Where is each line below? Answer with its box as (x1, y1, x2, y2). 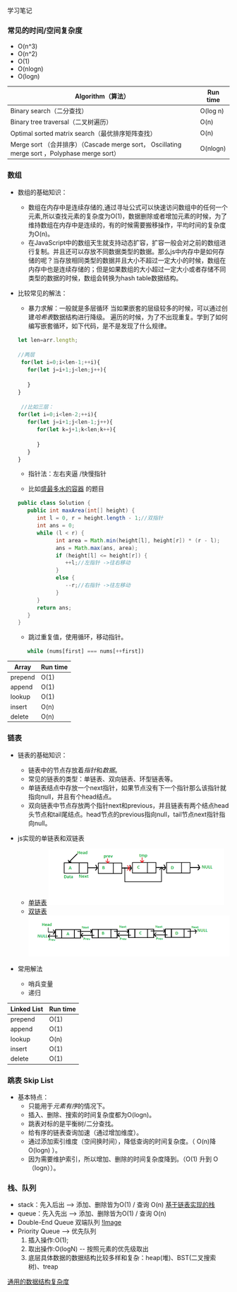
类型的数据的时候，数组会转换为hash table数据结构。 (28, 273, 182, 282)
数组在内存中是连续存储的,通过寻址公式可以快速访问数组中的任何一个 (28, 202, 228, 211)
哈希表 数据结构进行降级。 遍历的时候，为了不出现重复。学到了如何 (34, 312, 228, 321)
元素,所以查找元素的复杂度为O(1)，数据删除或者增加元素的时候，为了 (28, 212, 228, 220)
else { (55, 574, 75, 582)
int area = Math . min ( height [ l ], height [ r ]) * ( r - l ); (55, 537, 221, 544)
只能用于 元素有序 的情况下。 (28, 1102, 109, 1110)
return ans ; (36, 604, 72, 611)
